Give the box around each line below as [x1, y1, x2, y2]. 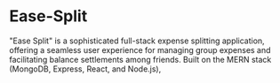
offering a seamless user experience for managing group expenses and [9, 44, 271, 55]
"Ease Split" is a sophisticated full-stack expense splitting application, [9, 35, 265, 46]
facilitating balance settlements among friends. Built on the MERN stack [9, 54, 272, 64]
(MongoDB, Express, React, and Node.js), [9, 64, 162, 74]
